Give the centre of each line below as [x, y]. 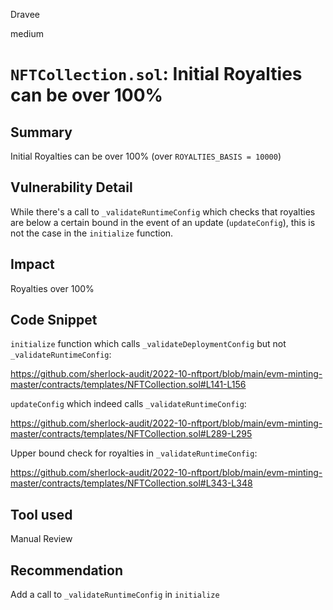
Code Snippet [54, 320]
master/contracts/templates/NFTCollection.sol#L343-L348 [131, 483]
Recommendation [66, 570]
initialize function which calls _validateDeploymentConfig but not [148, 344]
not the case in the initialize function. [92, 233]
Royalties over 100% [52, 288]
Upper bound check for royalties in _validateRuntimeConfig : [134, 453]
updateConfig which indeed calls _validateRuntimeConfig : [128, 404]
